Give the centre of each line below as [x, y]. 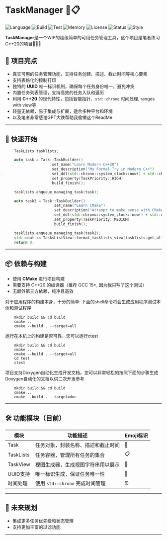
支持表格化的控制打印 [34, 80]
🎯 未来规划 [21, 508]
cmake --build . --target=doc [45, 397]
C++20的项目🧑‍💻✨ [23, 44]
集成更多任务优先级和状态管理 [43, 521]
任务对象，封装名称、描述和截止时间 [78, 445]
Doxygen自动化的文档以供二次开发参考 [45, 379]
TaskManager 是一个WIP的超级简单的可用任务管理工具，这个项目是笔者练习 [83, 37]
